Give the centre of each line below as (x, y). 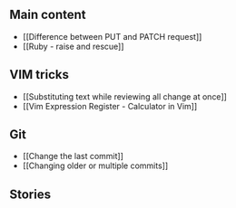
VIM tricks (39, 75)
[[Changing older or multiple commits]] (95, 165)
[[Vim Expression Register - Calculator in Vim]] (110, 106)
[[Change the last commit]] (73, 156)
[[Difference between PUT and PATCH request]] (112, 36)
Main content (48, 15)
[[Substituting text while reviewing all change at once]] (124, 96)
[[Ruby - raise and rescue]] (73, 46)
